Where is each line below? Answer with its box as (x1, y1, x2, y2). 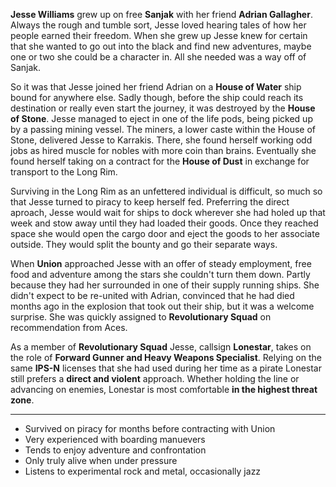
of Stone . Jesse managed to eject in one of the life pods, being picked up (10, 113, 313, 124)
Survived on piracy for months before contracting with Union (24, 423, 276, 434)
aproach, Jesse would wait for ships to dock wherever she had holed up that (10, 207, 326, 218)
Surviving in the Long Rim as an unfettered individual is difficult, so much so (10, 185, 323, 197)
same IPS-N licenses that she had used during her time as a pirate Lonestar (10, 362, 323, 374)
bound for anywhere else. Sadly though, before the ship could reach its (10, 92, 304, 103)
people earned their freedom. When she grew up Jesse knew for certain (10, 30, 308, 41)
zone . (10, 394, 35, 406)
